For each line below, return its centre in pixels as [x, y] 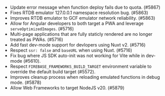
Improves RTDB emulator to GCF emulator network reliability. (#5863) [82, 18]
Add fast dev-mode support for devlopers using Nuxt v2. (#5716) [78, 45]
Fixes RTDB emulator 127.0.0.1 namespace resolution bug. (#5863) [79, 13]
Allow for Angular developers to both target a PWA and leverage [77, 23]
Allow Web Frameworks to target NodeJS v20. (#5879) [67, 88]
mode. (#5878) [26, 82]
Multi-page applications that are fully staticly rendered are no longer [81, 34]
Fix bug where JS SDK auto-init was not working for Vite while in [77, 56]
